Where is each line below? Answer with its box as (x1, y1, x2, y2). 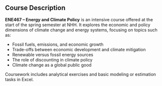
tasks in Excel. (5, 76, 34, 82)
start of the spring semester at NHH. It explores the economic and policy (5, 22, 151, 28)
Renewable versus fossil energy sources (12, 52, 93, 57)
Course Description (5, 4, 66, 12)
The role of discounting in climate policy (12, 57, 93, 62)
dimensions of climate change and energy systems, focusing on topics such (5, 27, 158, 33)
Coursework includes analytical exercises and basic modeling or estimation (5, 71, 156, 77)
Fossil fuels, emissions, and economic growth (12, 41, 104, 47)
